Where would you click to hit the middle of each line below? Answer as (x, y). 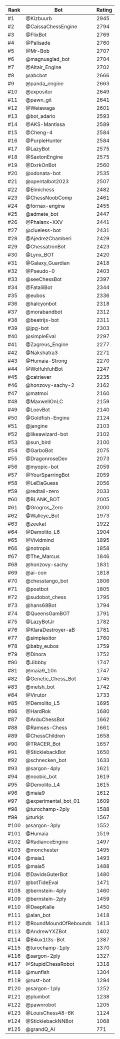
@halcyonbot (41, 304)
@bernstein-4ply (46, 891)
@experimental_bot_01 (53, 801)
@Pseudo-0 (40, 271)
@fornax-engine (45, 206)
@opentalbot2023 (47, 181)
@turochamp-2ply (48, 809)
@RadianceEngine (47, 842)
